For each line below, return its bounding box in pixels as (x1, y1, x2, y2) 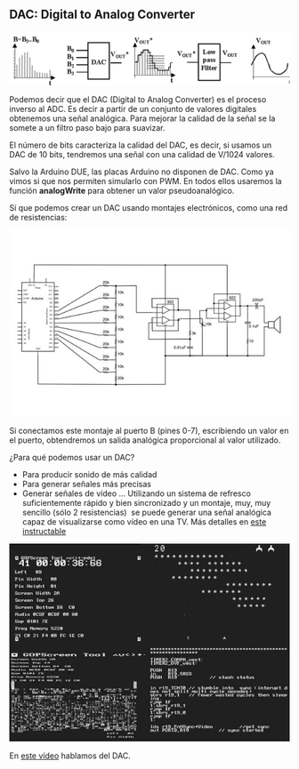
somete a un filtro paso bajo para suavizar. (9, 123, 166, 133)
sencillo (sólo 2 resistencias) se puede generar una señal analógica (21, 507, 271, 517)
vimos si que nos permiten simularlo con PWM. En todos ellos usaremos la (9, 176, 282, 187)
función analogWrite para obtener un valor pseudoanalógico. (9, 186, 235, 196)
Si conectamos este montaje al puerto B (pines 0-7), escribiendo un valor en (9, 425, 289, 436)
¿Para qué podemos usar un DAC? (9, 452, 135, 462)
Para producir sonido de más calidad (21, 469, 158, 479)
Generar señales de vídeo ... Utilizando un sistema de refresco (21, 488, 252, 499)
